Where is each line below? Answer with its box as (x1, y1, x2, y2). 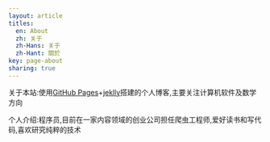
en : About (15, 27, 48, 35)
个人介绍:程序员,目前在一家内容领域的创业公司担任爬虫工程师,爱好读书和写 (8, 115, 255, 124)
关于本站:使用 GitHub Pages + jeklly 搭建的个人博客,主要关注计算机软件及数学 (8, 87, 256, 97)
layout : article (8, 11, 63, 20)
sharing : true (8, 65, 56, 73)
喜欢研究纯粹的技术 (17, 124, 82, 134)
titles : (8, 19, 35, 27)
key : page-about (8, 57, 63, 65)
